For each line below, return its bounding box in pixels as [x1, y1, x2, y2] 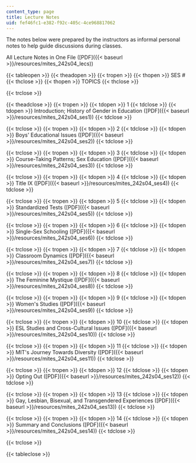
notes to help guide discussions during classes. [6, 42, 123, 49]
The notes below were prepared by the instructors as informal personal [6, 36, 181, 43]
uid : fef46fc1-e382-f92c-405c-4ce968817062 [6, 20, 116, 26]
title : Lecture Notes [6, 14, 60, 20]
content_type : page [6, 8, 55, 15]
